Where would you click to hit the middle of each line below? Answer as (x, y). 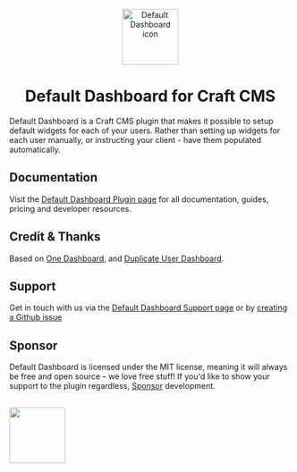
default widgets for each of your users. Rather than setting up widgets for (145, 131)
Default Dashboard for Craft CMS (150, 96)
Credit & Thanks (55, 237)
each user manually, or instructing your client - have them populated (136, 139)
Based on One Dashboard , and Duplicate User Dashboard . (117, 258)
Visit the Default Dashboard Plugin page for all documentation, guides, (139, 199)
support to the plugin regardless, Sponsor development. (113, 386)
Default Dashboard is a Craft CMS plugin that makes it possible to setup (142, 121)
